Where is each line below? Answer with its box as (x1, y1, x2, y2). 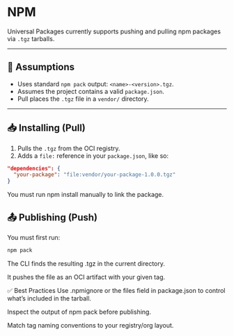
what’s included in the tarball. (7, 294, 92, 303)
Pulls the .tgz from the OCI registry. (17, 144, 120, 152)
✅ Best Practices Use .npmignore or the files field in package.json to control (7, 286, 226, 294)
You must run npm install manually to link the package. (7, 191, 164, 199)
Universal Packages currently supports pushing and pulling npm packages (7, 27, 221, 35)
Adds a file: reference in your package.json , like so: (17, 151, 169, 160)
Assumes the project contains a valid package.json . (17, 87, 165, 95)
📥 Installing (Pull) (7, 122, 86, 134)
